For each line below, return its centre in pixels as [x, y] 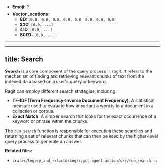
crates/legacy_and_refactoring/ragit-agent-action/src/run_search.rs [85, 161]
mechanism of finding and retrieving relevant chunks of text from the [75, 76]
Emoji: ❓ [21, 7]
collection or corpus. [33, 111]
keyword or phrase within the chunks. [50, 121]
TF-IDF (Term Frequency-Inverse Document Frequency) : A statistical [83, 100]
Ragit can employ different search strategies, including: [61, 91]
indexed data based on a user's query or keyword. [56, 81]
